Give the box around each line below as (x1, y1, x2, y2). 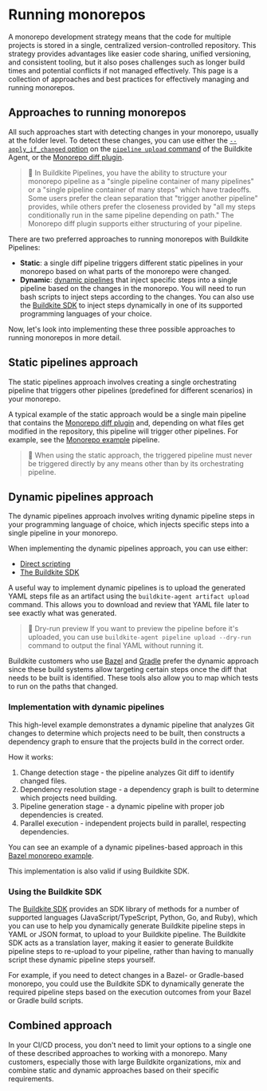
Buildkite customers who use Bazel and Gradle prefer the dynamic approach (8, 656, 259, 666)
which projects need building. (19, 793, 118, 803)
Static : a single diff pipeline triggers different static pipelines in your (19, 257, 243, 268)
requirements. (8, 1073, 54, 1083)
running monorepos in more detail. (8, 332, 122, 342)
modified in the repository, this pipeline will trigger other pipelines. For (8, 426, 239, 436)
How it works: (8, 752, 54, 762)
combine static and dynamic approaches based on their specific (8, 1065, 219, 1075)
